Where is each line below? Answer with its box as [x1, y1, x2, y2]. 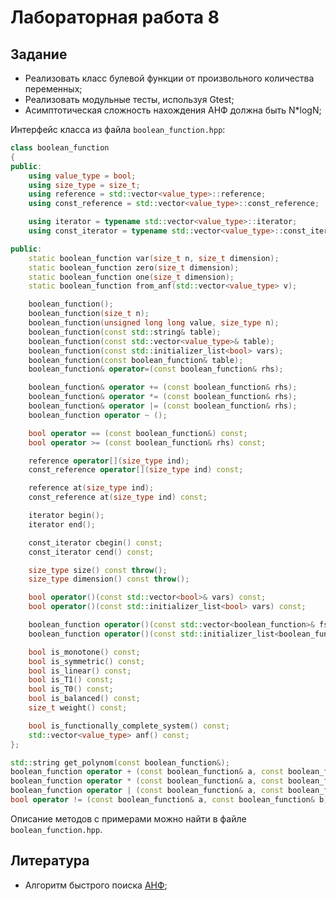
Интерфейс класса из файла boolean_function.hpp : [10, 124, 226, 135]
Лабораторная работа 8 [10, 6, 220, 29]
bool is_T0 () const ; [28, 684, 114, 695]
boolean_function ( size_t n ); [28, 309, 150, 319]
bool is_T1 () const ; [28, 675, 114, 685]
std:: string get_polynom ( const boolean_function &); [10, 757, 230, 768]
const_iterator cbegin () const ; [28, 537, 163, 548]
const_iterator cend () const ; [28, 547, 155, 557]
